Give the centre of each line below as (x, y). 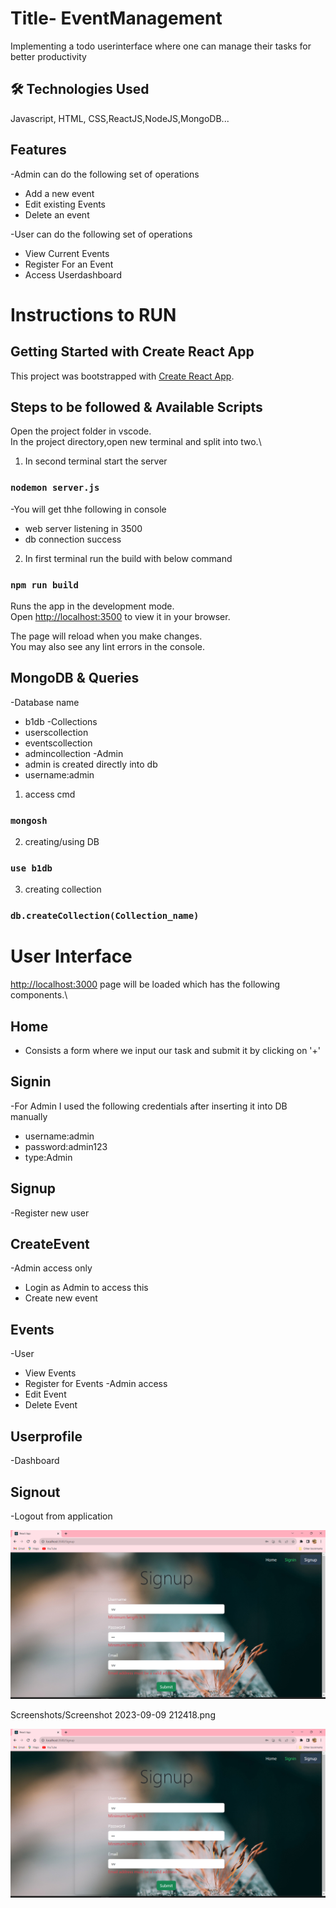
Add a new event (59, 193)
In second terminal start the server (96, 461)
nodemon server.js (55, 488)
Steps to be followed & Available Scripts (136, 407)
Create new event (61, 1298)
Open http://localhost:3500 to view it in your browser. (120, 616)
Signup (33, 1188)
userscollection (56, 732)
